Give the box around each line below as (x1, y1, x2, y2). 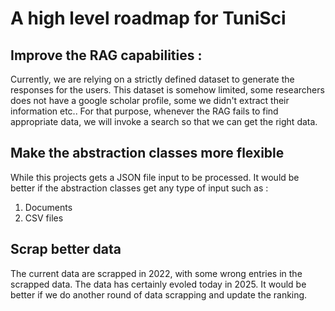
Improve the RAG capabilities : (10, 47, 203, 64)
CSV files (24, 212, 64, 224)
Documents (24, 201, 73, 213)
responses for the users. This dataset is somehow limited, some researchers (10, 84, 325, 96)
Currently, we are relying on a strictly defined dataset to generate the (10, 73, 295, 85)
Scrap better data (10, 241, 122, 258)
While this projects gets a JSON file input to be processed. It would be (10, 171, 300, 183)
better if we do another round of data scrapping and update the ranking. (10, 288, 308, 301)
